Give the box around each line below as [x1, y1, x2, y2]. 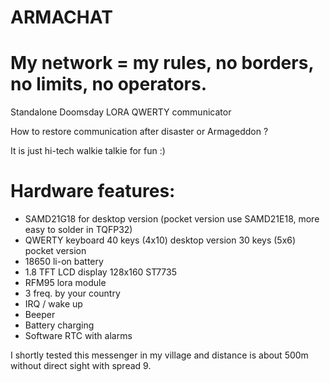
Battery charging [24, 319, 95, 331]
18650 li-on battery [24, 256, 104, 268]
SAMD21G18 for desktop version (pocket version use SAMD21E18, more [24, 213, 320, 225]
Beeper [24, 309, 56, 321]
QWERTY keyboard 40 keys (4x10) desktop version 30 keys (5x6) [24, 234, 297, 246]
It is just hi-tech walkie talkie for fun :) [10, 145, 166, 157]
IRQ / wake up [24, 298, 83, 310]
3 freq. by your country [24, 287, 121, 300]
